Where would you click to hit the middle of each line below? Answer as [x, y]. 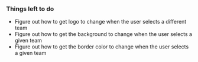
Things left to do [30, 9]
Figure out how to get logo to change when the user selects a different [100, 22]
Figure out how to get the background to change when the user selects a [103, 34]
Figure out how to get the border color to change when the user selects [102, 47]
